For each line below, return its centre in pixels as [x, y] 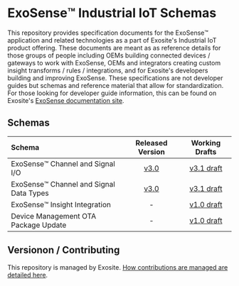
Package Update [39, 225]
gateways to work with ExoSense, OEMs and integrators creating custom [114, 62]
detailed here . [28, 275]
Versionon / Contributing [64, 250]
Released [152, 143]
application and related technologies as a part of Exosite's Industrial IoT [112, 40]
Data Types [30, 193]
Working [206, 143]
